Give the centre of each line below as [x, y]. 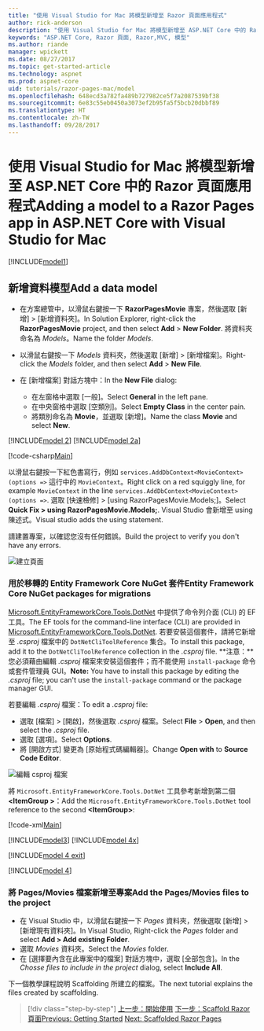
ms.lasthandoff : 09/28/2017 [54, 125]
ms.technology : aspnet [45, 74]
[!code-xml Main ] [35, 825]
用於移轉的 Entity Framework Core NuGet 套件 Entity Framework [131, 584]
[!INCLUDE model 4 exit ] [47, 855]
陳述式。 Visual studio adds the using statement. [86, 519]
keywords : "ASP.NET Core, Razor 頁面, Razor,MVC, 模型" [99, 37]
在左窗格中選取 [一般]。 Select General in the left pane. [119, 396]
